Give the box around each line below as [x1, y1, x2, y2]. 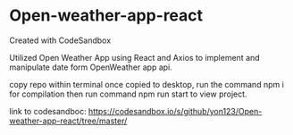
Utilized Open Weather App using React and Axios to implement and [9, 52, 261, 63]
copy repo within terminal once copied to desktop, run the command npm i [9, 79, 284, 89]
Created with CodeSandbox [9, 35, 112, 46]
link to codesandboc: [9, 105, 87, 116]
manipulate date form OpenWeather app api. [9, 62, 172, 72]
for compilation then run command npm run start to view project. [9, 89, 247, 99]
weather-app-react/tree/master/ [9, 115, 128, 126]
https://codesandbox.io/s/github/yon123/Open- [88, 105, 263, 116]
